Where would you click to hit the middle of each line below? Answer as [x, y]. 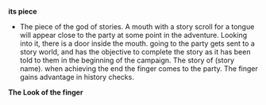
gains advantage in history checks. [77, 77]
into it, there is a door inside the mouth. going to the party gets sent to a [137, 43]
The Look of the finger [46, 92]
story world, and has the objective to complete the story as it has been [135, 52]
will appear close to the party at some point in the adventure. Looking [133, 35]
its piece [23, 11]
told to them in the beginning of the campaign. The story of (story [127, 60]
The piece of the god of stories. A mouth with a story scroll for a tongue [137, 26]
